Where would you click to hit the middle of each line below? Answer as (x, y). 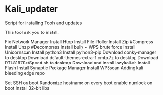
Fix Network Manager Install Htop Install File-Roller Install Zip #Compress (79, 42)
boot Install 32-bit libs (27, 88)
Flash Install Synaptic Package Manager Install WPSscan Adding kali (74, 68)
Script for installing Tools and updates (43, 23)
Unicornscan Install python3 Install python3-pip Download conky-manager (81, 52)
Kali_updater (31, 9)
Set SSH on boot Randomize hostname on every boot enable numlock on (79, 83)
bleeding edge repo (25, 73)
